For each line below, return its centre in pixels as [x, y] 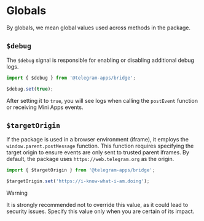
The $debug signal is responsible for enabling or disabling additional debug [100, 60]
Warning [17, 193]
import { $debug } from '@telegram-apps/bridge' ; [71, 78]
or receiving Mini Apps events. [45, 107]
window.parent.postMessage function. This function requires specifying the [100, 146]
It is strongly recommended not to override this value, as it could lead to [97, 205]
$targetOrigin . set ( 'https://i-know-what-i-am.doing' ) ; [78, 181]
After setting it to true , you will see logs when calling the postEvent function [102, 100]
